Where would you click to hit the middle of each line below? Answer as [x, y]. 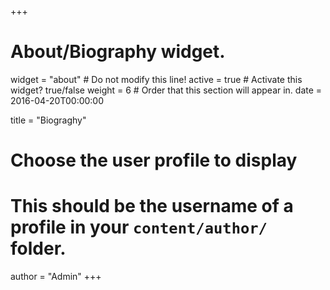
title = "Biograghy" [48, 120]
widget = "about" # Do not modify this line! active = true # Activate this [156, 79]
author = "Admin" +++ [56, 277]
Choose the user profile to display [154, 160]
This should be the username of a [152, 206]
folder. [38, 248]
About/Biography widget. [118, 52]
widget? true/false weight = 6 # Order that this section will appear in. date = [166, 90]
